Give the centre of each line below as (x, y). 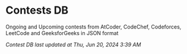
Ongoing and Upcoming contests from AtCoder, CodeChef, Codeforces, (93, 27)
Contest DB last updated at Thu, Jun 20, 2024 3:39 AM (73, 45)
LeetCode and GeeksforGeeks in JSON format (62, 33)
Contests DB (37, 10)
